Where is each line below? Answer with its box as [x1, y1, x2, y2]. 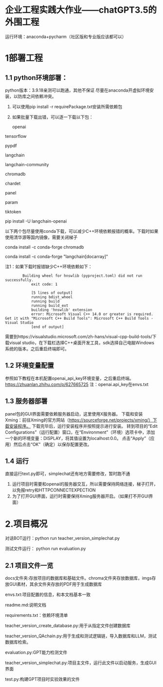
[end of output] [31, 324, 64, 329]
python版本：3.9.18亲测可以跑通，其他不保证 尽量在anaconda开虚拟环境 [5, 87, 150, 93]
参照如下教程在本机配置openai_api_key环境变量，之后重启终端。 [5, 375, 134, 381]
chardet [5, 180, 21, 186]
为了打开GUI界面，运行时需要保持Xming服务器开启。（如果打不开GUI [12, 493, 149, 499]
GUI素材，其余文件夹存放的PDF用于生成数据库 [9, 581, 102, 587]
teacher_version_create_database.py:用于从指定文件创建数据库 [5, 623, 130, 629]
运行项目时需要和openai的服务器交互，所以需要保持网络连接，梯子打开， [12, 481, 158, 487]
